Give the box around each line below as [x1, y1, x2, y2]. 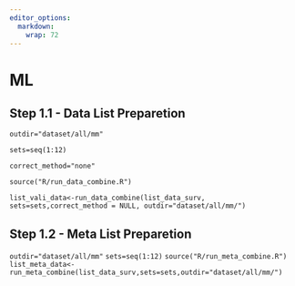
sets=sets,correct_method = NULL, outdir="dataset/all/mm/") [9, 201, 247, 210]
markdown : [17, 22, 55, 31]
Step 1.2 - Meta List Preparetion [9, 226, 192, 241]
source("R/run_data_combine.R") [9, 178, 132, 187]
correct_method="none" [9, 161, 96, 171]
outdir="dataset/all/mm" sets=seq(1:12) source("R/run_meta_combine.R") [9, 252, 288, 261]
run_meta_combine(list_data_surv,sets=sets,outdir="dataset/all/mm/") [9, 268, 283, 278]
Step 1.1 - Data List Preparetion [9, 106, 186, 121]
